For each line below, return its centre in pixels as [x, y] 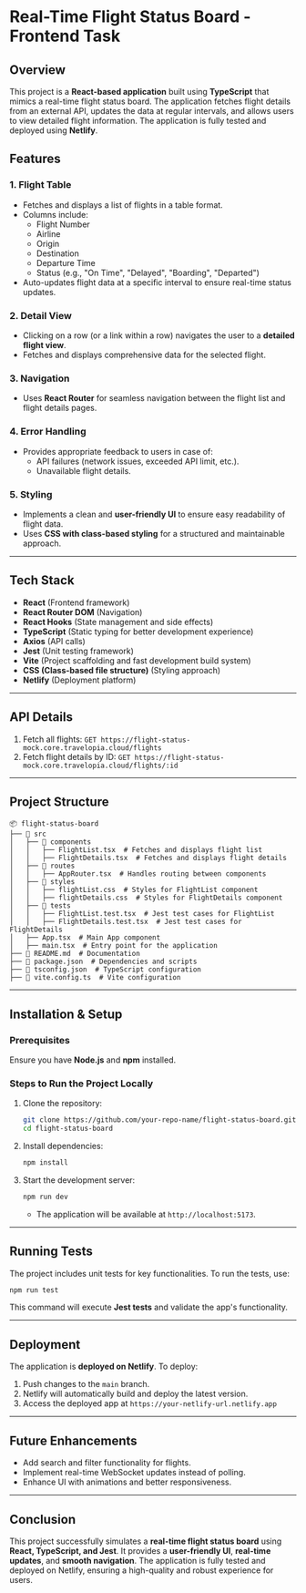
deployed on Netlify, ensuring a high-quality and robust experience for [142, 1570]
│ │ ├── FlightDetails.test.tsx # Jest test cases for [126, 922]
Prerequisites [40, 1040]
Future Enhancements [74, 1440]
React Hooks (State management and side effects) [118, 622]
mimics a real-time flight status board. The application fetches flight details [150, 101]
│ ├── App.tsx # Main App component [85, 938]
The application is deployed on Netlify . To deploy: [104, 1367]
